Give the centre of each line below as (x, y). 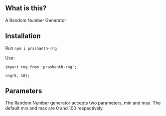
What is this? (26, 8)
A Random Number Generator (36, 20)
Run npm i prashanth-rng (31, 48)
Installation (23, 36)
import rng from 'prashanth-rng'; (41, 67)
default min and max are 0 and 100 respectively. (54, 108)
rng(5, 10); (17, 75)
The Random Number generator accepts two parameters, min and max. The (83, 103)
